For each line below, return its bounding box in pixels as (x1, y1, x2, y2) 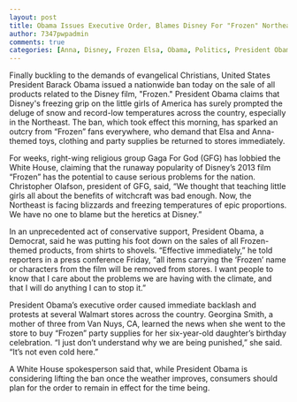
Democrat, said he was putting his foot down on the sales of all (9, 236, 239, 247)
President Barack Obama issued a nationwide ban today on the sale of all (9, 80, 276, 90)
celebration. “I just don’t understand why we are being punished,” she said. (9, 338, 283, 348)
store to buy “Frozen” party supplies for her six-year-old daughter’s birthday (9, 328, 287, 338)
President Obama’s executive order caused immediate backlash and (9, 300, 256, 310)
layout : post (9, 12, 57, 22)
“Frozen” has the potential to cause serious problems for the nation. (9, 171, 256, 182)
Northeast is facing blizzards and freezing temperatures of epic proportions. (9, 200, 287, 210)
